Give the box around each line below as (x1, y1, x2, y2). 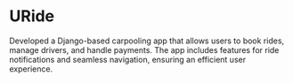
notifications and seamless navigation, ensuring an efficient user (9, 54, 247, 64)
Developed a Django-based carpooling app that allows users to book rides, (9, 35, 285, 46)
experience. (9, 64, 53, 74)
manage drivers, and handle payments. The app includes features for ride (9, 44, 280, 55)
